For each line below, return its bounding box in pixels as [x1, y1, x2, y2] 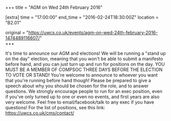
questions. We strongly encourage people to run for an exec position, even [5, 88, 162, 94]
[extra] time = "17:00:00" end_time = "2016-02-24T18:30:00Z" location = [5, 14, 159, 20]
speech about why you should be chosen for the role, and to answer [5, 83, 149, 89]
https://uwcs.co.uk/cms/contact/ [5, 110, 75, 116]
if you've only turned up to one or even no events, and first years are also [5, 94, 160, 100]
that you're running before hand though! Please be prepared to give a [5, 78, 152, 83]
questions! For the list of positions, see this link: [5, 105, 106, 110]
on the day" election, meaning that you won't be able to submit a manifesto [5, 56, 163, 62]
